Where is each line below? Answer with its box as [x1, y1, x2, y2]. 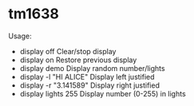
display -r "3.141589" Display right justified [19, 80, 160, 90]
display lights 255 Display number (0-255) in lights [19, 88, 186, 98]
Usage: [8, 31, 32, 41]
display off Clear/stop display [19, 46, 117, 56]
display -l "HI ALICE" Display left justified [19, 72, 155, 81]
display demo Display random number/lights [19, 63, 165, 73]
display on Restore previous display [19, 55, 137, 65]
